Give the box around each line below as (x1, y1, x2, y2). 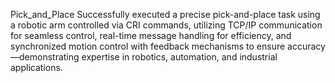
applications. (10, 62, 63, 73)
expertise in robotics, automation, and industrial (81, 51, 278, 63)
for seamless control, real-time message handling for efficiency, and (10, 30, 292, 41)
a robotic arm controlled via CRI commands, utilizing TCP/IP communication (10, 19, 323, 31)
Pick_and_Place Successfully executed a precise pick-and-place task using (10, 9, 321, 20)
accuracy (287, 40, 326, 52)
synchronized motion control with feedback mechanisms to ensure (10, 40, 286, 52)
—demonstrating (10, 51, 80, 63)
